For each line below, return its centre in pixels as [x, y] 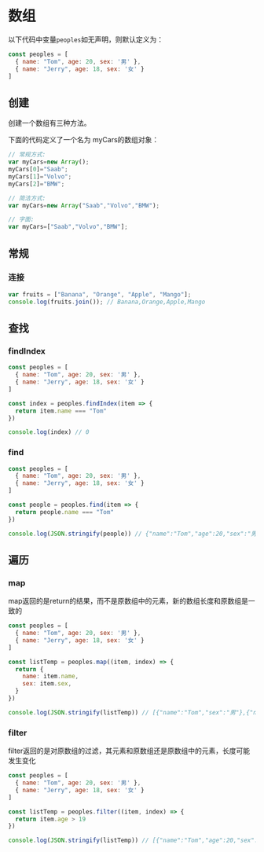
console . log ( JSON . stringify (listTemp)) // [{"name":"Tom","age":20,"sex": [133, 841]
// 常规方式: [27, 155]
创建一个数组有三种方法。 [49, 123]
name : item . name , [51, 677]
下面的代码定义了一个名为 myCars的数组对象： [84, 140]
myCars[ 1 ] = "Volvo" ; [40, 176]
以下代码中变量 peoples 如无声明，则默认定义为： [86, 39]
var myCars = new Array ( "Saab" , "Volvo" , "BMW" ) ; [84, 205]
